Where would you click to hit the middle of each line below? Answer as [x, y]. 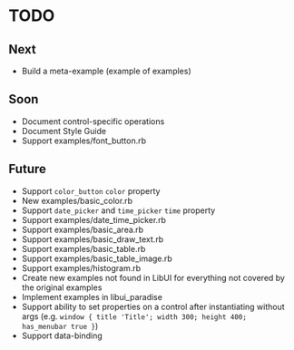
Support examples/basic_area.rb [83, 229]
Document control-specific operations [93, 121]
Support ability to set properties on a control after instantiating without [153, 306]
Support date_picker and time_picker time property [118, 210]
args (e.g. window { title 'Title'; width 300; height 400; [134, 316]
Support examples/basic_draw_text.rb [93, 239]
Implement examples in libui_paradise [92, 297]
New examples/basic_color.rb [77, 200]
